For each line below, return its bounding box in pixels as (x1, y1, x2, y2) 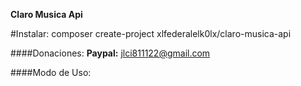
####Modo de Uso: (10, 67, 92, 78)
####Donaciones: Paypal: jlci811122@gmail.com (10, 47, 211, 59)
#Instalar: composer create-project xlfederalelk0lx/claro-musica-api (10, 28, 292, 39)
